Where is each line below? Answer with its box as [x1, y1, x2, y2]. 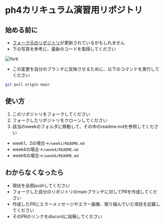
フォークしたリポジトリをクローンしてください [12, 117, 108, 123]
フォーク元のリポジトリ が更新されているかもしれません [12, 40, 125, 45]
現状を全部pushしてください [12, 182, 70, 188]
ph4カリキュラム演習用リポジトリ [5, 4, 143, 16]
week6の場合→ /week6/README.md [12, 152, 79, 158]
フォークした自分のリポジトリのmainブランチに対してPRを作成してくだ [12, 188, 158, 194]
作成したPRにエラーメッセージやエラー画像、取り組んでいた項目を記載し [12, 201, 161, 207]
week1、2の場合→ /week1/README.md [12, 140, 85, 146]
